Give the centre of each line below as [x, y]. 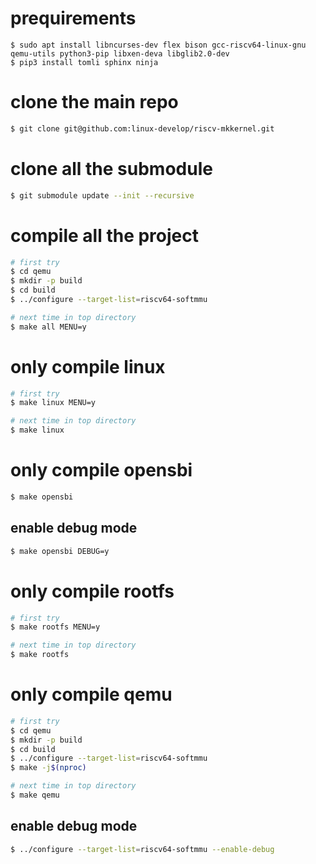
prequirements [73, 18]
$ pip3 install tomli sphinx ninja [84, 62]
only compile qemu [91, 694]
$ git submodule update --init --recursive [102, 195]
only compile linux [88, 366]
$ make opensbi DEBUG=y [60, 551]
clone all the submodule [111, 168]
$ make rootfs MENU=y [55, 627]
